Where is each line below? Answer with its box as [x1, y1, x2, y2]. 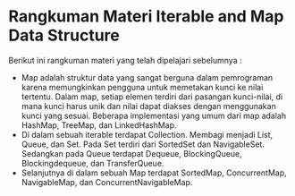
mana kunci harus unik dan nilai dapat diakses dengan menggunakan [21, 100, 276, 111]
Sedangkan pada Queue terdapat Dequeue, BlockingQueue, [21, 148, 242, 158]
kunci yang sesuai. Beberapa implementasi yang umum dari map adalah [21, 110, 287, 121]
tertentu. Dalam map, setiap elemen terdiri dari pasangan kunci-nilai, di [21, 91, 283, 102]
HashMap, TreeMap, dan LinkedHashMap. [21, 119, 177, 131]
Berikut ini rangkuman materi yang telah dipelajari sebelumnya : [8, 55, 242, 65]
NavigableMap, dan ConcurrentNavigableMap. [21, 176, 193, 187]
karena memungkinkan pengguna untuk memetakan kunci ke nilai [21, 81, 264, 92]
